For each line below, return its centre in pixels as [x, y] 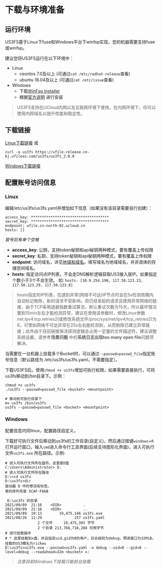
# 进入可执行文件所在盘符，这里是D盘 [37, 463]
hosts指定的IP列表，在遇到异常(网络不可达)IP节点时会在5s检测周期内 [85, 294]
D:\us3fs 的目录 [22, 501]
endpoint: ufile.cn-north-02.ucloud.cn [45, 226]
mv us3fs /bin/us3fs [26, 403]
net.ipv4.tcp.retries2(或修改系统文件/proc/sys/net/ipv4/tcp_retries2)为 [87, 319]
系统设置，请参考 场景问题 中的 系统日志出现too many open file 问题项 [85, 337]
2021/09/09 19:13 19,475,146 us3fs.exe [54, 513]
